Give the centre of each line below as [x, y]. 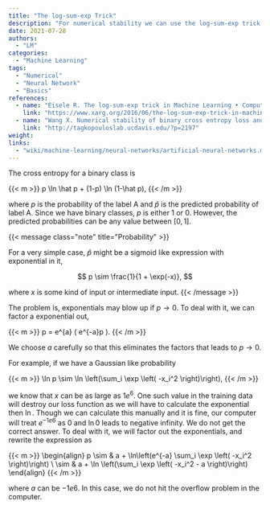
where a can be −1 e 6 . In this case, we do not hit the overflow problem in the [134, 488]
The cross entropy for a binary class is [72, 173]
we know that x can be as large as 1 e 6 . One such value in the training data [131, 395]
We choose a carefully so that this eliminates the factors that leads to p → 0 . [135, 347]
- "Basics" [34, 90]
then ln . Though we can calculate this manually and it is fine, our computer [133, 413]
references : [28, 98]
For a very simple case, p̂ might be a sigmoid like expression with [116, 252]
